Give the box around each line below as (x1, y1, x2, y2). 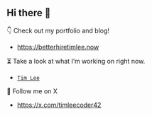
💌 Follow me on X (6, 86, 58, 95)
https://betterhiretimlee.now (16, 42, 99, 51)
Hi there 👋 (6, 7, 51, 19)
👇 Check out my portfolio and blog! (6, 26, 110, 35)
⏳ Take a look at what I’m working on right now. (6, 57, 146, 65)
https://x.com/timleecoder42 (16, 100, 102, 109)
